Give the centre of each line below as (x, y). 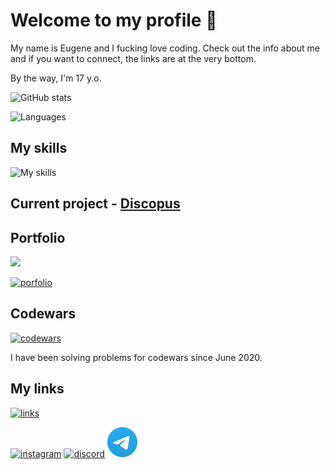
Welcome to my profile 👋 (114, 20)
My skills (39, 148)
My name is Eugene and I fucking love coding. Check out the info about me (165, 48)
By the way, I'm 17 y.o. (56, 78)
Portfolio (38, 237)
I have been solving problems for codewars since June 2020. (136, 357)
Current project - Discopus (95, 204)
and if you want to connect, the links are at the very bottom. (133, 58)
